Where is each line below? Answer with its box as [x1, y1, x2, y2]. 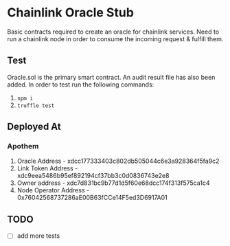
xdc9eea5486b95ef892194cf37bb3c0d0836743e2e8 [16, 172, 170, 180]
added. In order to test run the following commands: [7, 80, 154, 89]
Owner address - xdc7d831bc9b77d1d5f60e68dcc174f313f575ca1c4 [16, 179, 211, 187]
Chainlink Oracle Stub [7, 5, 134, 21]
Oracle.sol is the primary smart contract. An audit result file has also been [7, 73, 216, 81]
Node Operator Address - [16, 186, 90, 194]
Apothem [7, 142, 39, 151]
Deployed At [7, 121, 61, 133]
